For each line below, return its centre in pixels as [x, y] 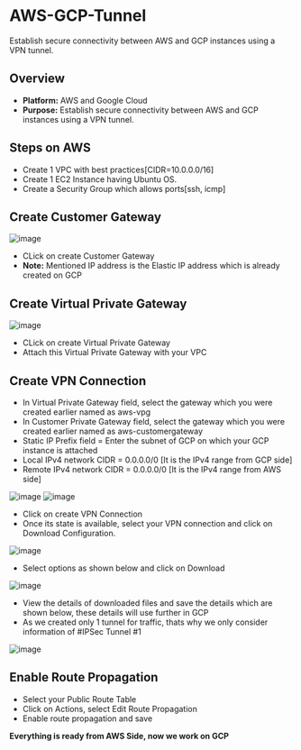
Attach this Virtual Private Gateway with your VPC [114, 352]
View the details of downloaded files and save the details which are [147, 603]
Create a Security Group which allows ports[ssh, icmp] [124, 188]
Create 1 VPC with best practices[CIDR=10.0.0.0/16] [118, 169]
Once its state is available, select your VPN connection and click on [147, 523]
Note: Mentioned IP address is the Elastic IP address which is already [151, 266]
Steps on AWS [50, 148]
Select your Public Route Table [79, 699]
